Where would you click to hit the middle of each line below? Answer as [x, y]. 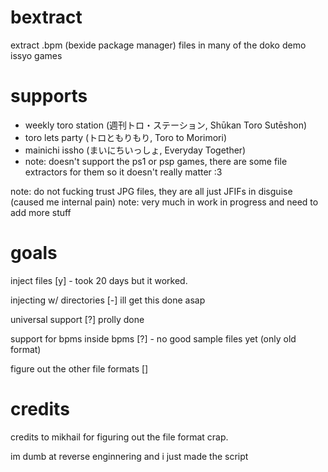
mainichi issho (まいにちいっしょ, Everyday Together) [135, 150]
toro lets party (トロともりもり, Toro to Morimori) [126, 137]
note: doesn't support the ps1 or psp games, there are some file [156, 161]
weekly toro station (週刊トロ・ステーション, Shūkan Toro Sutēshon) [166, 125]
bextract [46, 17]
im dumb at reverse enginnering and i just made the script [129, 456]
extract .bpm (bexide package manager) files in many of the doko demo [158, 45]
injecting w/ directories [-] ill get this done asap [108, 300]
